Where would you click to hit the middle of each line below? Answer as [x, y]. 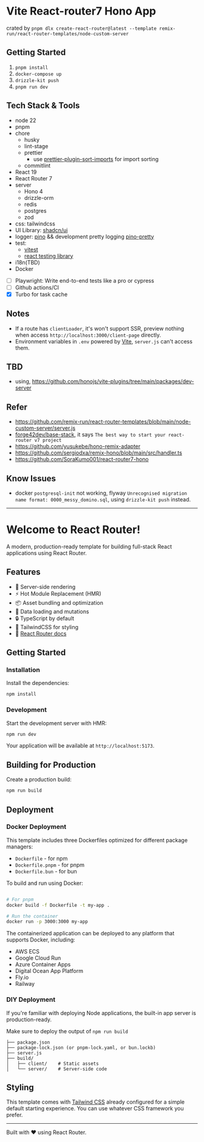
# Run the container [32, 916]
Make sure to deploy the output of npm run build [67, 1031]
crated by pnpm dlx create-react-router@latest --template [81, 28]
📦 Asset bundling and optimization [59, 602]
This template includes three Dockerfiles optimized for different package [97, 840]
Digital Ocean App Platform [49, 971]
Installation [23, 670]
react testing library [49, 256]
